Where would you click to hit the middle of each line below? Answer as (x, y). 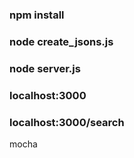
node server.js (45, 68)
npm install (37, 15)
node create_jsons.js (61, 41)
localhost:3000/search (67, 122)
